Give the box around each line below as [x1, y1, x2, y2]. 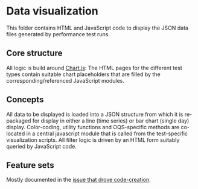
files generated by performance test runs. [6, 30, 110, 37]
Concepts [6, 95, 44, 105]
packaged [6, 117, 31, 124]
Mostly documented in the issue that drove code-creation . [6, 176, 151, 184]
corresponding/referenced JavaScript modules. [6, 77, 125, 84]
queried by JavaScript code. [6, 143, 77, 150]
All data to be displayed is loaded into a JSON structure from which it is [6, 111, 184, 118]
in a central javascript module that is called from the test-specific [26, 130, 188, 137]
